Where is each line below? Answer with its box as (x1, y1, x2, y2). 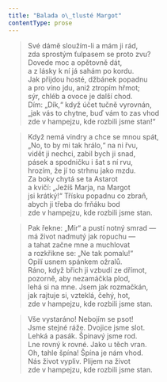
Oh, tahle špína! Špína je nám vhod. (27, 348, 144, 357)
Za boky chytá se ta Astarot (27, 174, 118, 183)
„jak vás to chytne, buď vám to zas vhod (27, 108, 160, 117)
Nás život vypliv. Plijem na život (27, 356, 131, 365)
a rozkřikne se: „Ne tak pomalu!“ (27, 248, 134, 258)
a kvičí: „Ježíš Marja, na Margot (27, 182, 131, 192)
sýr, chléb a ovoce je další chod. (27, 91, 133, 101)
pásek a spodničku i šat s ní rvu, (27, 157, 133, 166)
